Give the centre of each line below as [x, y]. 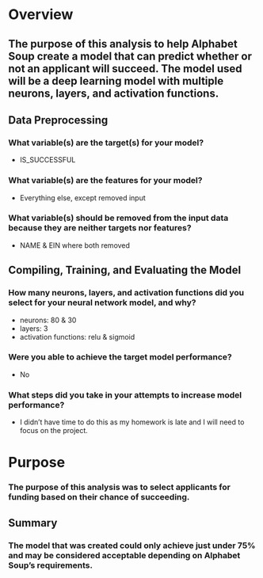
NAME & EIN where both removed [75, 245]
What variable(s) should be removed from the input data [118, 218]
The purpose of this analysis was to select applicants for [120, 487]
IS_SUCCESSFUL [48, 160]
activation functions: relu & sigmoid [77, 337]
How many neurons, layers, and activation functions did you [126, 293]
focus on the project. [54, 431]
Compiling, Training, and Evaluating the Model [125, 270]
